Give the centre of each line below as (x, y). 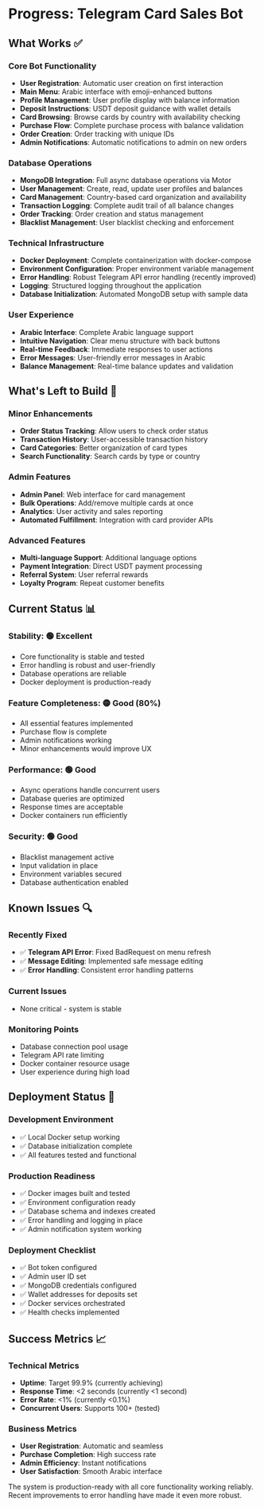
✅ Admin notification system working (80, 1229)
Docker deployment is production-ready (85, 682)
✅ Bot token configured (58, 1268)
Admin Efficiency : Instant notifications (83, 1463)
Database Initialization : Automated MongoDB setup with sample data (134, 294)
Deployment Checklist (52, 1250)
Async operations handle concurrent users (90, 790)
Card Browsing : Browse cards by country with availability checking (130, 117)
